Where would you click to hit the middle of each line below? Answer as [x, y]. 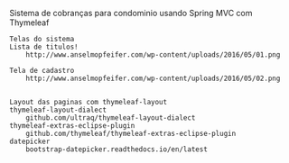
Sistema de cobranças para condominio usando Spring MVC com [131, 13]
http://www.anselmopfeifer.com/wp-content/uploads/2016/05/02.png [153, 78]
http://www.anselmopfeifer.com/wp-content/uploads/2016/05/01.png [153, 55]
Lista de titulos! [44, 47]
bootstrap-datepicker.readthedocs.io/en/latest [117, 149]
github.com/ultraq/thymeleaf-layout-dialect [111, 118]
